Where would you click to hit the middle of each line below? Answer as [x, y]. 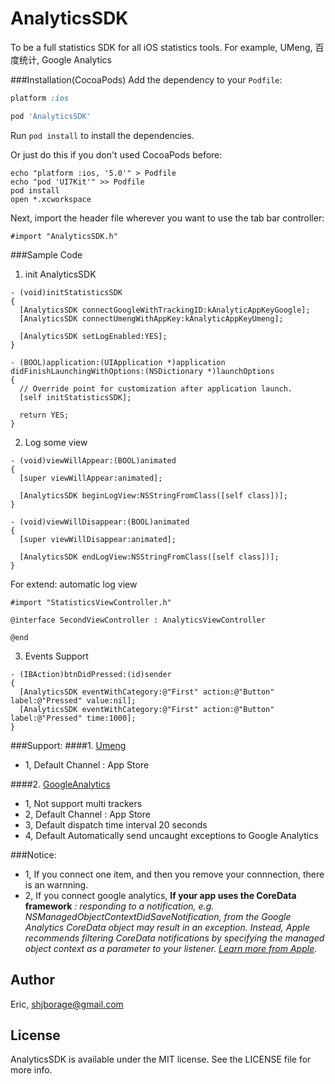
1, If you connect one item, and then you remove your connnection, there [174, 874]
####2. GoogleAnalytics [60, 784]
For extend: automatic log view [74, 584]
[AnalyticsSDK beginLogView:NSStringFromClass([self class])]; [153, 495]
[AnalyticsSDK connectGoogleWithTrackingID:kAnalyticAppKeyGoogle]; [165, 310]
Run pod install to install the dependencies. [102, 135]
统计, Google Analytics [65, 59]
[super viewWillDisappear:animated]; [98, 539]
